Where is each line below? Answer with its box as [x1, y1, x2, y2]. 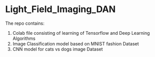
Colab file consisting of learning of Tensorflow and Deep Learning [12, 30, 150, 36]
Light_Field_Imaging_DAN [5, 4, 116, 15]
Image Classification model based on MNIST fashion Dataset [12, 40, 139, 46]
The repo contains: [5, 20, 44, 26]
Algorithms [12, 35, 36, 41]
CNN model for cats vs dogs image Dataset [12, 46, 103, 52]
